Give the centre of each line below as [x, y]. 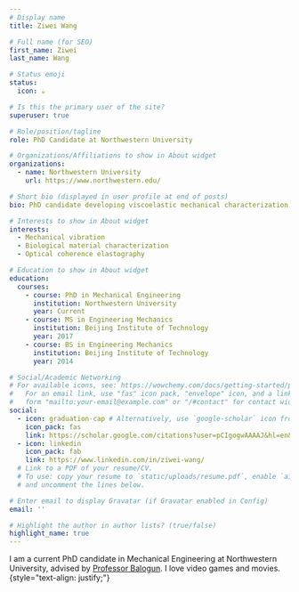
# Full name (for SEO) [51, 42]
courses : [33, 287]
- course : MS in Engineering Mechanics [99, 320]
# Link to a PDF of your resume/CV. [85, 468]
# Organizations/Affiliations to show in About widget [113, 156]
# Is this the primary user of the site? [87, 107]
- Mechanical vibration [61, 238]
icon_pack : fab [53, 452]
